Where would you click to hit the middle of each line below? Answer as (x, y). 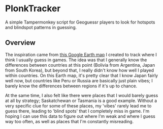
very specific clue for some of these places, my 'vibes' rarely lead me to (78, 105)
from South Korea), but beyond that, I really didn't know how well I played (80, 70)
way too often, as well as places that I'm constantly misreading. (69, 121)
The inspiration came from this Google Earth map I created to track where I (81, 54)
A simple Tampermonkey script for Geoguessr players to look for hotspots (80, 22)
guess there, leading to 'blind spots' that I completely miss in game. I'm (77, 111)
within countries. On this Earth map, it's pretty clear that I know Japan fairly (82, 75)
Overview (20, 43)
